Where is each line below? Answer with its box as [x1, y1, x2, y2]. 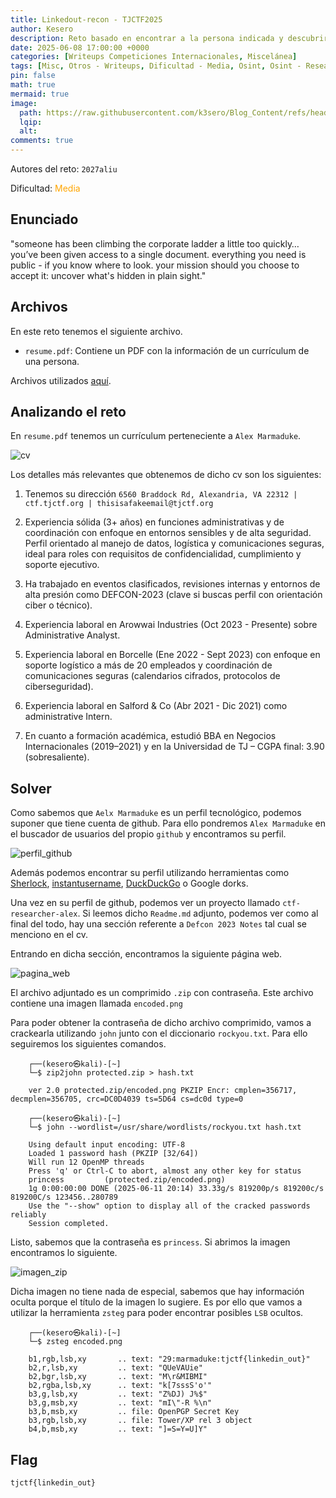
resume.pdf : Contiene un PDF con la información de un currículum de [24, 344, 310, 356]
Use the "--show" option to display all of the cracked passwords [28, 1201, 311, 1211]
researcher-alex [10, 909, 78, 920]
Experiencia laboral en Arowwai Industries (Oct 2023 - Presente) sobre [24, 619, 318, 631]
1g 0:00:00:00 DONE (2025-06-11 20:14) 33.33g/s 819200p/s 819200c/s [28, 1184, 325, 1194]
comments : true [10, 136, 74, 146]
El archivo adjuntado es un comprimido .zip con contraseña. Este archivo [10, 987, 314, 999]
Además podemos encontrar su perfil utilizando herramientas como [10, 867, 290, 879]
